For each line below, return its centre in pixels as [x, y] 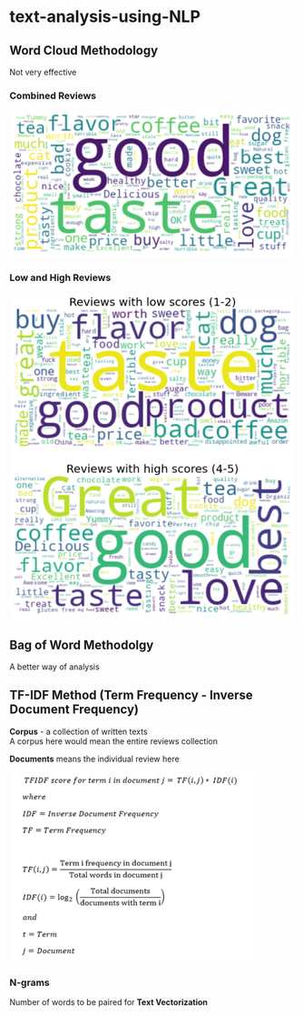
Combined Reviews [53, 96]
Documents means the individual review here [94, 759]
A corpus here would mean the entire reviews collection [113, 741]
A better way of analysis [54, 667]
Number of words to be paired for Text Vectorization [109, 1002]
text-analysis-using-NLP [105, 17]
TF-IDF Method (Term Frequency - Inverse [132, 695]
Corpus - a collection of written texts [78, 731]
